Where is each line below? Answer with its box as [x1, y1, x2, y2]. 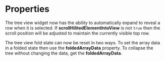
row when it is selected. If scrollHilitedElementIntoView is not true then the [5, 25, 161, 30]
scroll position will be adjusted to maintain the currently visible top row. [5, 30, 150, 36]
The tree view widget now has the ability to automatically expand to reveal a [5, 20, 161, 26]
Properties [5, 3, 50, 15]
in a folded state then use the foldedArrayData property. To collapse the [5, 45, 154, 51]
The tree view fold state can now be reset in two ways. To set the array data [5, 39, 160, 45]
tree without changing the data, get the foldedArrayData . [5, 50, 122, 56]
